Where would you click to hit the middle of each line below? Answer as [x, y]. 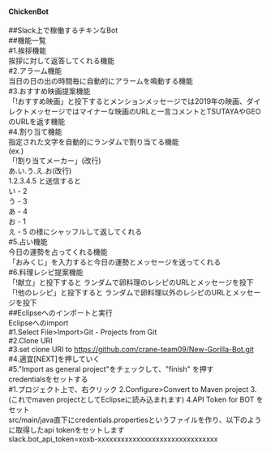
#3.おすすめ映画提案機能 [49, 91]
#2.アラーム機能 [35, 71]
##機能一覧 [27, 41]
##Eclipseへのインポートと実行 [61, 313]
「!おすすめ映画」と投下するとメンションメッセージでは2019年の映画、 [128, 101]
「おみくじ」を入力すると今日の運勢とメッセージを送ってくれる [115, 262]
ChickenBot [28, 11]
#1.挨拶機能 [28, 51]
